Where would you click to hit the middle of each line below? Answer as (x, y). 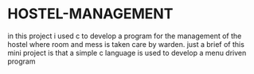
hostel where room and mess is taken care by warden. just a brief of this (126, 44)
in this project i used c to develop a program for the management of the (125, 36)
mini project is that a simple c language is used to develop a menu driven (127, 53)
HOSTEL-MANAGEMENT (90, 14)
